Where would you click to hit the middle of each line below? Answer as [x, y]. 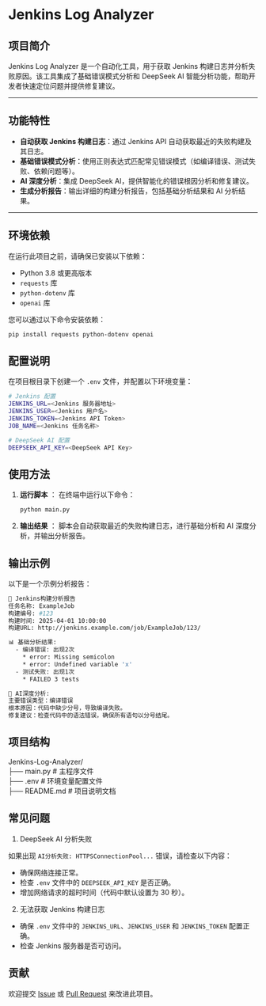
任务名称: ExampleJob [42, 606]
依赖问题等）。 [56, 171]
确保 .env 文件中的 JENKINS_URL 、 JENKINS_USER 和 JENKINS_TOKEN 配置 [131, 926]
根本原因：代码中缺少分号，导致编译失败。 [67, 708]
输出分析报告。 [65, 536]
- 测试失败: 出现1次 [45, 672]
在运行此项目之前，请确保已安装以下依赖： [78, 256]
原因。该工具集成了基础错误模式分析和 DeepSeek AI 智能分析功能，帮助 [132, 76]
